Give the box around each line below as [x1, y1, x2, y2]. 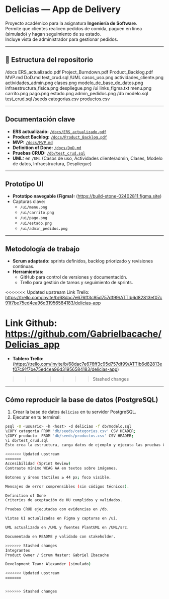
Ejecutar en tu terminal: [12, 414, 61, 420]
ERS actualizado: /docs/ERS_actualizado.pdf [12, 128, 107, 135]
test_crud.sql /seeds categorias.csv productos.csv [5, 96, 110, 102]
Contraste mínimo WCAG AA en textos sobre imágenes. [5, 465, 118, 471]
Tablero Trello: [12, 356, 44, 362]
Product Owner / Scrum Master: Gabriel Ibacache [5, 553, 109, 558]
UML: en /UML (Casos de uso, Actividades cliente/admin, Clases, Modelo [12, 155, 163, 161]
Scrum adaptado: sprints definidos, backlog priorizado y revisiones [12, 258, 153, 264]
